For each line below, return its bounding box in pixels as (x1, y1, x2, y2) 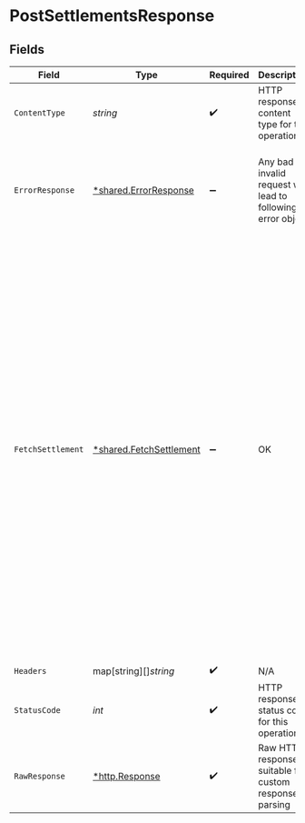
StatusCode (14, 706, 61, 715)
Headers (14, 666, 47, 676)
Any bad (258, 156, 294, 168)
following (258, 201, 298, 214)
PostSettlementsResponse (9, 5, 215, 26)
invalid (258, 167, 286, 179)
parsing (258, 798, 290, 810)
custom (258, 776, 290, 788)
